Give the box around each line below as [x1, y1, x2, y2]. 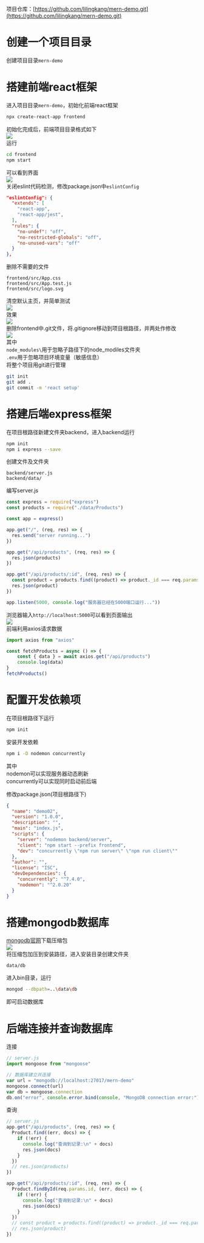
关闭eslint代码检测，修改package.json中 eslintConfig [6, 182, 140, 190]
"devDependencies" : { [12, 870, 67, 877]
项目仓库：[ [6, 5, 35, 12]
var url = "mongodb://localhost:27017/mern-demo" [6, 1077, 135, 1083]
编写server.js [6, 487, 39, 495]
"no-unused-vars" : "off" [17, 240, 80, 246]
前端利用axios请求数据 [6, 625, 63, 632]
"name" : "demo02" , [12, 808, 59, 814]
